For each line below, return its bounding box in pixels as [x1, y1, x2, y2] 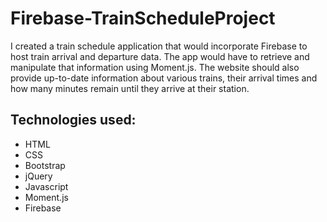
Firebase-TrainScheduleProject [10, 7, 276, 30]
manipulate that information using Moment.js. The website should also [10, 61, 300, 73]
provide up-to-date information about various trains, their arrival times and [10, 72, 318, 84]
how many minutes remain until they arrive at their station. [10, 82, 250, 94]
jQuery [24, 170, 53, 182]
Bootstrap [24, 159, 66, 171]
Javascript [24, 180, 69, 192]
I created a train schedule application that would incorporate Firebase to [10, 40, 308, 52]
